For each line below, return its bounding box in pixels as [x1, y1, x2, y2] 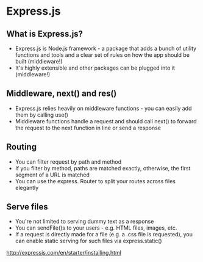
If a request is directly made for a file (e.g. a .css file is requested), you [15, 231, 193, 238]
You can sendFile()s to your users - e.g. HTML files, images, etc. [15, 224, 177, 231]
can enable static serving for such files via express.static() [15, 237, 163, 245]
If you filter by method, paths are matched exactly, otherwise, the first [15, 164, 191, 172]
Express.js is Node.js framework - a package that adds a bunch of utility [15, 45, 197, 52]
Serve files [6, 202, 49, 212]
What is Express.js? [6, 29, 84, 39]
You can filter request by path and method [15, 158, 122, 166]
